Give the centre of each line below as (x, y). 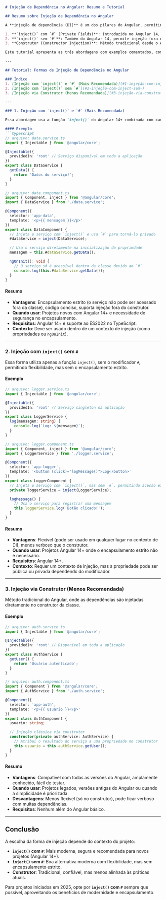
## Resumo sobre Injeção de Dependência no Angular (59, 16)
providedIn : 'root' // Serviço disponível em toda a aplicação (76, 156)
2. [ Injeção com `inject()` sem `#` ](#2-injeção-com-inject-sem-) (75, 88)
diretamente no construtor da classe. (43, 605)
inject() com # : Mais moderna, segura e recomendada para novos (81, 851)
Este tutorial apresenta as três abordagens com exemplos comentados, (79, 52)
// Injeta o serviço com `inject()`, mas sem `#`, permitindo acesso (83, 485)
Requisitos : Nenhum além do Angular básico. (59, 809)
